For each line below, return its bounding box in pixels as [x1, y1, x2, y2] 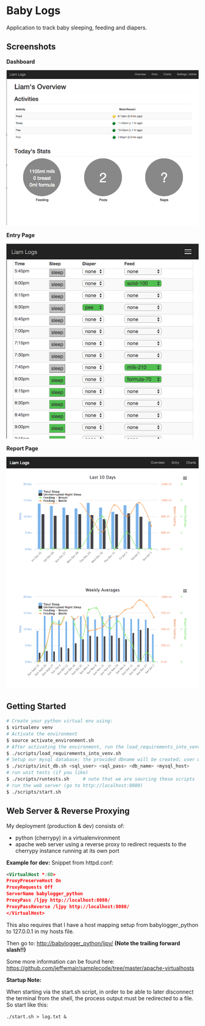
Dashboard [6, 57, 35, 65]
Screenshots [6, 42, 56, 52]
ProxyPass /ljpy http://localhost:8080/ [6, 897, 111, 904]
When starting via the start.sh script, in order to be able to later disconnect [6, 988, 194, 995]
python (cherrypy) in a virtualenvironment [15, 834, 120, 841]
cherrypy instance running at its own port [15, 847, 120, 854]
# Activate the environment [6, 731, 78, 737]
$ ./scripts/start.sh [6, 789, 62, 795]
